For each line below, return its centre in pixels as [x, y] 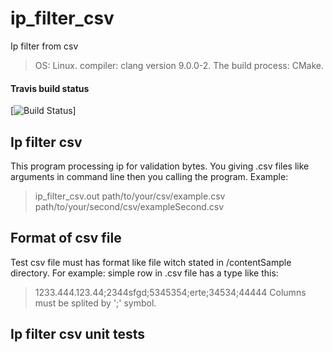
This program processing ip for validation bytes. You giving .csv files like [160, 166]
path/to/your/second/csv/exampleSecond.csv [129, 206]
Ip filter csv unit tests [78, 334]
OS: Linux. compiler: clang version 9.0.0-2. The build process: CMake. [179, 65]
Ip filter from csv [44, 46]
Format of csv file [66, 238]
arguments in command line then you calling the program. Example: [149, 176]
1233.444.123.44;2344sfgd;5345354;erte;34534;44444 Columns [170, 292]
